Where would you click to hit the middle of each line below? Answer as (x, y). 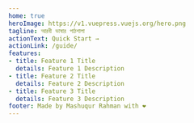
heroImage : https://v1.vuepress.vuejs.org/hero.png (97, 23)
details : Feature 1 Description (70, 69)
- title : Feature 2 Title (52, 76)
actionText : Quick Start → (54, 38)
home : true (27, 16)
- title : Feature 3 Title (52, 91)
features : (25, 53)
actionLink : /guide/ (43, 46)
